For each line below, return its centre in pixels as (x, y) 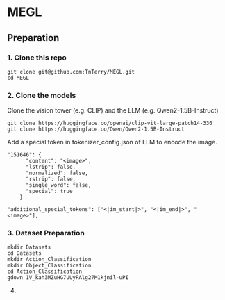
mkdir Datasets (29, 247)
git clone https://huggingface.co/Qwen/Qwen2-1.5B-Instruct (96, 129)
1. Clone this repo (37, 58)
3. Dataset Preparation (46, 233)
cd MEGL (18, 78)
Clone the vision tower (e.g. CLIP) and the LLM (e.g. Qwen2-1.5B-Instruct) (113, 110)
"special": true (49, 192)
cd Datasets (24, 253)
